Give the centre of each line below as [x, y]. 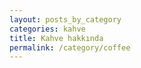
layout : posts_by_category [65, 19]
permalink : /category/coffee [70, 47]
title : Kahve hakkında [56, 38]
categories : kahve [47, 29]
